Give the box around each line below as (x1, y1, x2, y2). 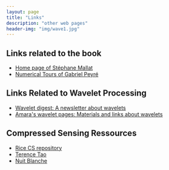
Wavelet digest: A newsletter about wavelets (15, 104, 126, 111)
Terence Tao (15, 151, 47, 158)
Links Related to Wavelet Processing (6, 88, 147, 99)
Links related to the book (6, 48, 102, 58)
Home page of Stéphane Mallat (15, 64, 93, 71)
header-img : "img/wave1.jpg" (6, 25, 80, 32)
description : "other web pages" (6, 20, 88, 26)
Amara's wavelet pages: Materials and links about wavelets (15, 110, 163, 118)
